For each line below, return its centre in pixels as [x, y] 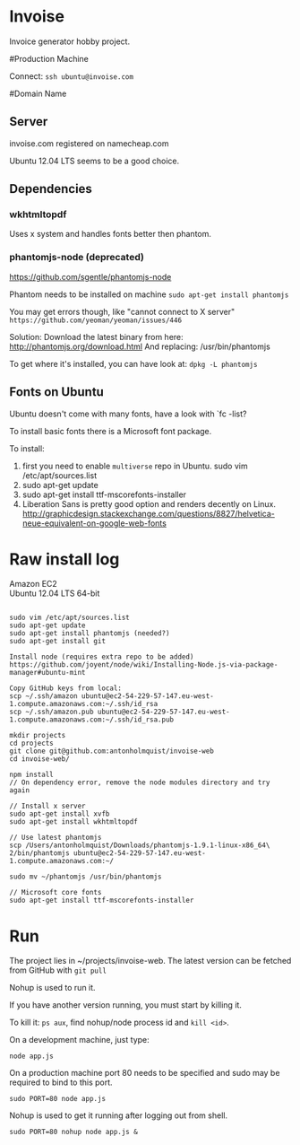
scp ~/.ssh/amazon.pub [51, 712]
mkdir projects [38, 736]
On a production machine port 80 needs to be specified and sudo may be [145, 1073]
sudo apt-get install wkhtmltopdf [74, 822]
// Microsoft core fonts [56, 893]
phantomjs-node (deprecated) [77, 258]
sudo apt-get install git [57, 642]
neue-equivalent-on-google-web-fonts [94, 523]
